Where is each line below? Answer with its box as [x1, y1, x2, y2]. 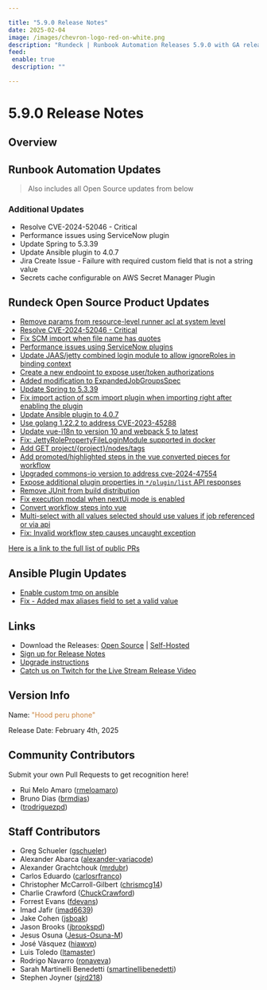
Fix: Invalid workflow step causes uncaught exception [19, 528, 196, 538]
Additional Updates [8, 204, 85, 215]
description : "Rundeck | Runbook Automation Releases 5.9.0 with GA [8, 41, 240, 49]
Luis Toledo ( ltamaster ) [19, 948, 96, 957]
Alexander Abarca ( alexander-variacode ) [19, 855, 153, 864]
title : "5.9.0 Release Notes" [8, 18, 109, 26]
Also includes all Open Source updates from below [27, 184, 194, 193]
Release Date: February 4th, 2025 [8, 725, 119, 735]
